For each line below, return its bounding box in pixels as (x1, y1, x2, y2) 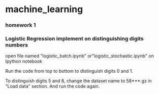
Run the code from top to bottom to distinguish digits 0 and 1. (5, 68, 134, 74)
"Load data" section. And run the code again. (5, 83, 100, 89)
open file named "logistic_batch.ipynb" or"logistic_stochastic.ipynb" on (5, 53, 154, 59)
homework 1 (5, 22, 36, 29)
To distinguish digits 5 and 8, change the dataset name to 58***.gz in (5, 78, 152, 84)
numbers (5, 41, 28, 49)
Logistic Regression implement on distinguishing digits (5, 35, 144, 42)
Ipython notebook (5, 58, 42, 64)
